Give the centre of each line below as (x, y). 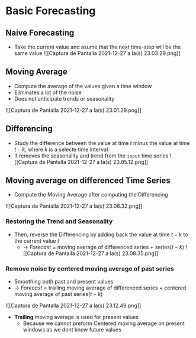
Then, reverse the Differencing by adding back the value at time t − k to (101, 234)
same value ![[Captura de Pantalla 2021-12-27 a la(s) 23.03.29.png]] (97, 53)
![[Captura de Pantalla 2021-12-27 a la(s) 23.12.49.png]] (73, 305)
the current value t (37, 240)
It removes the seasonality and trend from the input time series (91, 156)
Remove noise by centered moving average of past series (90, 269)
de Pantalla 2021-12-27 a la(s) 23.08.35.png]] (103, 253)
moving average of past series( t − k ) (58, 294)
